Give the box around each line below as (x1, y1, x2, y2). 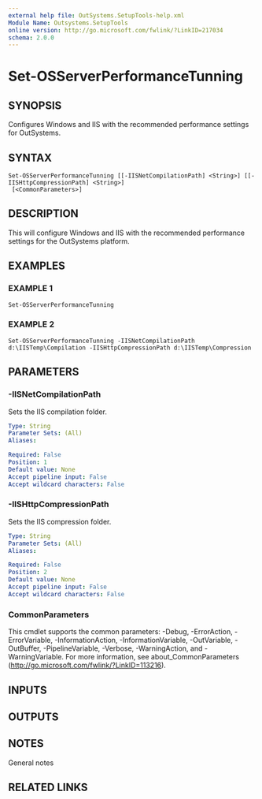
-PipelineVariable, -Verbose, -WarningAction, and (42, 644, 203, 653)
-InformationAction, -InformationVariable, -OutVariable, (54, 636, 234, 645)
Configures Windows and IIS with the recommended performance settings (8, 120, 249, 129)
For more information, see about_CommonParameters (65, 652, 240, 662)
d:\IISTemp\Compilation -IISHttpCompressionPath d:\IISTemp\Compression (8, 344, 252, 352)
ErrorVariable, (8, 636, 54, 645)
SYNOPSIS (8, 99, 62, 112)
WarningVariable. (8, 652, 65, 662)
